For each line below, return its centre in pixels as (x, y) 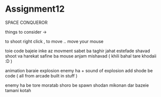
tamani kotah (18, 90)
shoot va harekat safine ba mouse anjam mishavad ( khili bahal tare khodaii (81, 56)
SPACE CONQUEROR (26, 22)
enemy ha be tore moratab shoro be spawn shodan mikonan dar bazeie (77, 85)
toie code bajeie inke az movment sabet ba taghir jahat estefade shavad (78, 51)
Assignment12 (35, 9)
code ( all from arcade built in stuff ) (41, 76)
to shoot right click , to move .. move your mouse (54, 41)
